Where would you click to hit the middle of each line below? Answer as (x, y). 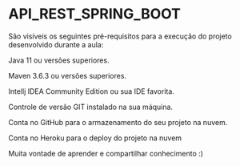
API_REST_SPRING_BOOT (95, 14)
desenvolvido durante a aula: (56, 44)
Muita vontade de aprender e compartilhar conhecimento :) (106, 153)
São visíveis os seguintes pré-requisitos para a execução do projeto (120, 36)
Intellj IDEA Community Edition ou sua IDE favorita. (91, 91)
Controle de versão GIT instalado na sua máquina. (91, 107)
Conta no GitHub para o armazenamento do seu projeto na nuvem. (118, 122)
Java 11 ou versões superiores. (59, 60)
